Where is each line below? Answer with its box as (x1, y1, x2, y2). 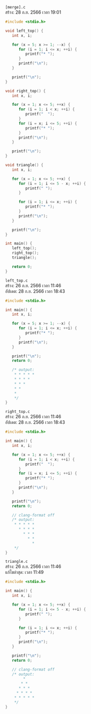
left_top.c (5, 278, 28, 283)
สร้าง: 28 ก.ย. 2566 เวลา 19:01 (5, 9, 61, 15)
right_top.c (5, 409, 30, 414)
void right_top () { (5, 88, 46, 93)
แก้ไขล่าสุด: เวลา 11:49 (5, 569, 44, 575)
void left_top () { (5, 28, 43, 33)
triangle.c (5, 559, 28, 564)
